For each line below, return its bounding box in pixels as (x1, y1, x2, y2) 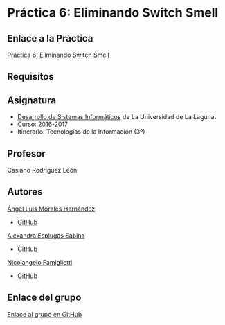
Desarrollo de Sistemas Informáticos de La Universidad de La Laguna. (17, 113, 217, 121)
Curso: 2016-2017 (17, 120, 69, 129)
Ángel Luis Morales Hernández (7, 204, 96, 213)
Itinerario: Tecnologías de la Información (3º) (17, 128, 145, 136)
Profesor (7, 148, 46, 159)
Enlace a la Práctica (7, 33, 93, 44)
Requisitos (7, 71, 54, 82)
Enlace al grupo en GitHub (7, 310, 82, 318)
